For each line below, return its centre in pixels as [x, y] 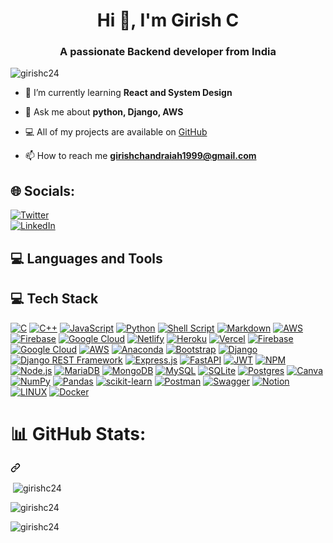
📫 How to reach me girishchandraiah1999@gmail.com [140, 156]
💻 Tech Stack [54, 299]
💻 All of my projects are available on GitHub [116, 132]
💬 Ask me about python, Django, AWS [104, 112]
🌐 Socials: [43, 190]
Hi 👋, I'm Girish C [168, 20]
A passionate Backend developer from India [168, 52]
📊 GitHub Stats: [78, 433]
